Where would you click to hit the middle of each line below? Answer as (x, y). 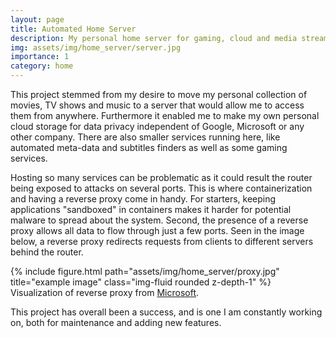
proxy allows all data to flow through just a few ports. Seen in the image (157, 230)
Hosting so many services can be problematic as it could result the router (161, 177)
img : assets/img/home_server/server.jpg (96, 47)
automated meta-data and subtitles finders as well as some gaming (149, 147)
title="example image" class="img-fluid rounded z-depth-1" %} (141, 282)
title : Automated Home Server (73, 29)
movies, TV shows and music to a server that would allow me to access (157, 105)
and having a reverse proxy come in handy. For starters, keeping (143, 199)
